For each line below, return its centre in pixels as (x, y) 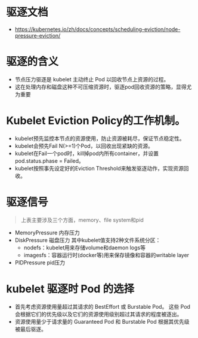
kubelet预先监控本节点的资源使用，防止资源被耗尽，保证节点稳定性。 (100, 138)
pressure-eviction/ (38, 35)
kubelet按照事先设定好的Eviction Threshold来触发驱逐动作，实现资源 (99, 168)
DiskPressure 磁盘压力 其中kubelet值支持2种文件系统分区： (88, 240)
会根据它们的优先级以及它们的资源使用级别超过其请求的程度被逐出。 (98, 314)
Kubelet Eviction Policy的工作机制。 (96, 121)
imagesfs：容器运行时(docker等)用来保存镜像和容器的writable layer (106, 255)
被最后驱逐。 (30, 329)
